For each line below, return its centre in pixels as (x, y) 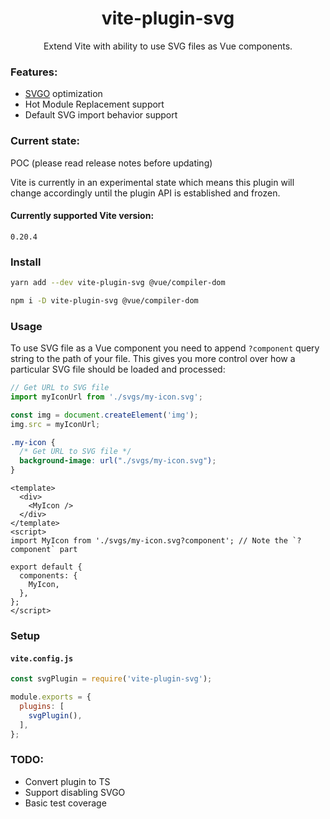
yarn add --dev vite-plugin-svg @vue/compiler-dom (118, 283)
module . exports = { (51, 697)
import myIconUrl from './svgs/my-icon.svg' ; (106, 397)
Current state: (45, 141)
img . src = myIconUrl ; (55, 424)
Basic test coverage (65, 803)
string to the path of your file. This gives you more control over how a (153, 359)
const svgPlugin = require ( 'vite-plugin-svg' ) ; (111, 679)
